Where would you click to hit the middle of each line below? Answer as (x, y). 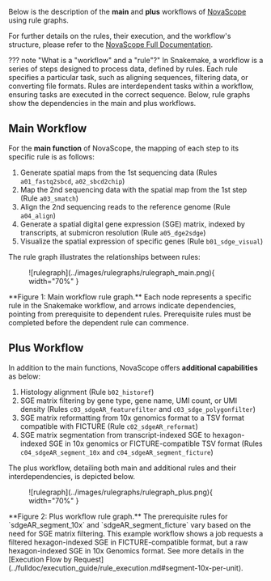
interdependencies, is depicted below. (72, 476)
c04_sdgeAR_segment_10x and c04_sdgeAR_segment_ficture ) (117, 452)
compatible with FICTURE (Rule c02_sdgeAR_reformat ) (109, 426)
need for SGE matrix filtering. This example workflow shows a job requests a (136, 533)
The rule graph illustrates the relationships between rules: (104, 257)
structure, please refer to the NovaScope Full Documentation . (111, 45)
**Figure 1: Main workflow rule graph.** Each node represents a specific (130, 297)
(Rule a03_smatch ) (49, 198)
